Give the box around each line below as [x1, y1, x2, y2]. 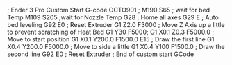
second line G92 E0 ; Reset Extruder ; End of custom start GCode [7, 50, 194, 58]
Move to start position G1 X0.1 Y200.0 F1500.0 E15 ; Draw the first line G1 [7, 35, 215, 44]
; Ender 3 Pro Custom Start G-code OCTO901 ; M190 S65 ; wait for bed [7, 6, 210, 14]
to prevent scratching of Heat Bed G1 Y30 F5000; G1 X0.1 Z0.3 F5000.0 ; [7, 28, 214, 36]
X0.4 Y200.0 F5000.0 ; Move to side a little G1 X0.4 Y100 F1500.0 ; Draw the [7, 43, 225, 50]
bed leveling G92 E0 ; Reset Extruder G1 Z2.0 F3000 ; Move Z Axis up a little [7, 21, 225, 28]
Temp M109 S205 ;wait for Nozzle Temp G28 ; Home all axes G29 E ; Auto [7, 13, 219, 21]
